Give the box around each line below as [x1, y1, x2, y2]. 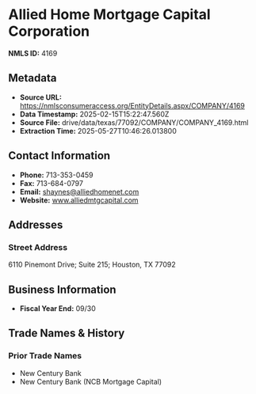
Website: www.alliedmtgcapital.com [19, 195, 139, 205]
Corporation [8, 22, 90, 40]
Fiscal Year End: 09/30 [19, 304, 97, 313]
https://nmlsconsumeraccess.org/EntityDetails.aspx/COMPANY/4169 [19, 100, 246, 110]
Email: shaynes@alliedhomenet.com [19, 187, 139, 196]
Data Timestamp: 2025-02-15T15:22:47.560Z [19, 109, 170, 119]
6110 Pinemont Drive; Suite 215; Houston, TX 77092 [8, 260, 176, 270]
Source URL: [19, 93, 62, 102]
